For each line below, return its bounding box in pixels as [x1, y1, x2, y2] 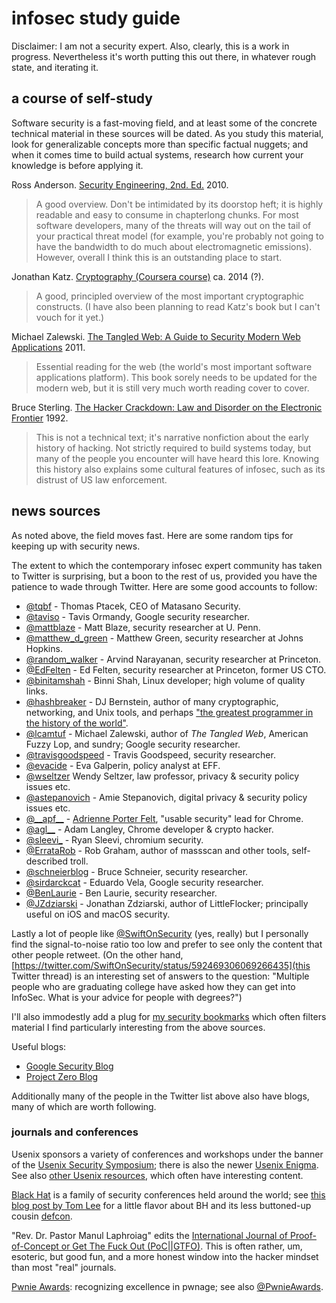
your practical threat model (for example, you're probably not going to [35, 230, 324, 242]
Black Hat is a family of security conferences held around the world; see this [11, 1188, 326, 1201]
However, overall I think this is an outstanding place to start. [35, 251, 283, 263]
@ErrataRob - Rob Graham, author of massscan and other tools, [25, 844, 290, 856]
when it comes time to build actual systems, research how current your [11, 148, 304, 161]
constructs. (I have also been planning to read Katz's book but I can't [35, 300, 321, 312]
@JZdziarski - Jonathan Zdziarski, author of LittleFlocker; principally [25, 897, 309, 909]
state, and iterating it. [11, 61, 99, 73]
